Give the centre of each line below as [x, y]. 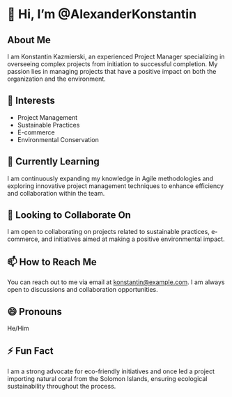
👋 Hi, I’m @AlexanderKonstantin [102, 14]
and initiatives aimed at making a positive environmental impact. [133, 239]
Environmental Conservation [58, 139]
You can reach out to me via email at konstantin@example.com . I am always [116, 282]
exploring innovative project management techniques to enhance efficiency [116, 186]
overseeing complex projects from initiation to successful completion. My [113, 64]
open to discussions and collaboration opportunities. [83, 290]
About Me [29, 40]
